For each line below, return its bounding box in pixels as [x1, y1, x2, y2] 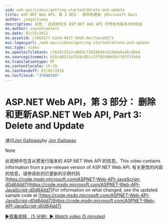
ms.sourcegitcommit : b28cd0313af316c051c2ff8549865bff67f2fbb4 [5, 54, 141, 60]
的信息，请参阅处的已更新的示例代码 [5, 170, 80, 177]
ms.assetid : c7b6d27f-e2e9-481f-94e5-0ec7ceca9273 [5, 36, 114, 41]
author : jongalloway [5, 17, 49, 22]
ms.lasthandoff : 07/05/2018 [5, 69, 64, 74]
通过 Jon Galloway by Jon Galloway [5, 137, 76, 143]
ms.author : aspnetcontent [5, 26, 59, 31]
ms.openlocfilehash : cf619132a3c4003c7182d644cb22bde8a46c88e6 [5, 49, 141, 54]
